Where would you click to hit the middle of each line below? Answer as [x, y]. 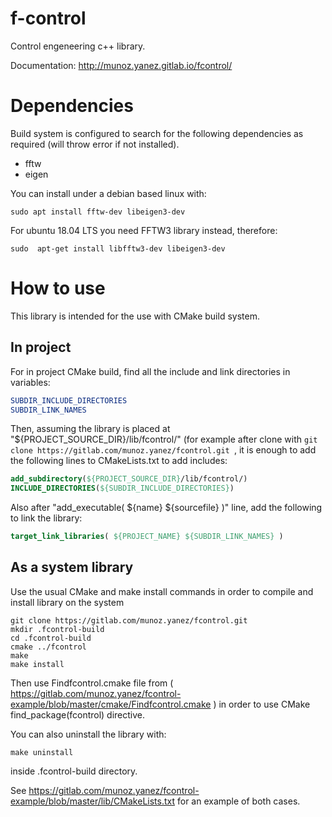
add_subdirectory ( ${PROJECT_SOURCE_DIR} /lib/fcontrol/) [129, 479]
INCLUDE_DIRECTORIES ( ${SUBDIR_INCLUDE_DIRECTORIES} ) [122, 488]
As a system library [72, 567]
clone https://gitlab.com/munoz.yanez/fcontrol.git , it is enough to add [163, 450]
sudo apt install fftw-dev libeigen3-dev [98, 212]
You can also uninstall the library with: [88, 734]
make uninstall [42, 752]
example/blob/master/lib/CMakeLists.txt [93, 801]
